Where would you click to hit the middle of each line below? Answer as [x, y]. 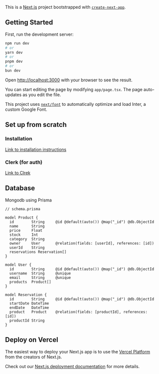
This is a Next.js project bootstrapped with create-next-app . [66, 7]
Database [20, 188]
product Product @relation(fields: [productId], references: [79, 312]
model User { [18, 265]
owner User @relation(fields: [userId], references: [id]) [82, 243]
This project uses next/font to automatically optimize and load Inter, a [76, 104]
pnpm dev [14, 62]
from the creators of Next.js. [34, 357]
